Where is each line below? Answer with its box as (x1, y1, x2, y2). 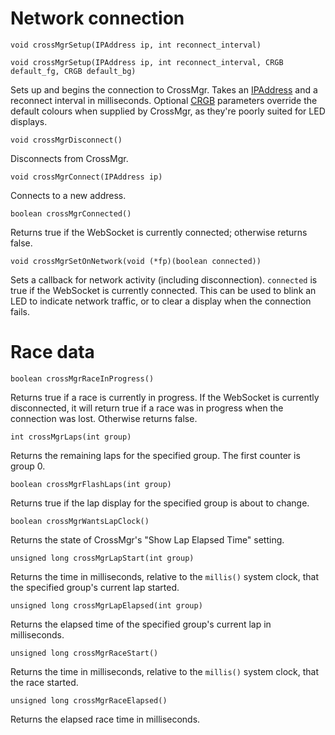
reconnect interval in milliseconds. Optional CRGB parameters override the (10, 94, 318, 106)
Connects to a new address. (10, 189, 127, 201)
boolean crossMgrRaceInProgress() (10, 373, 155, 384)
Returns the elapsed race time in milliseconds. (10, 713, 201, 725)
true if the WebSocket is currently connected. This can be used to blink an (10, 284, 317, 296)
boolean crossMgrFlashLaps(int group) (10, 479, 172, 489)
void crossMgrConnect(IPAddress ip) (10, 172, 163, 182)
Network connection (10, 7, 185, 30)
